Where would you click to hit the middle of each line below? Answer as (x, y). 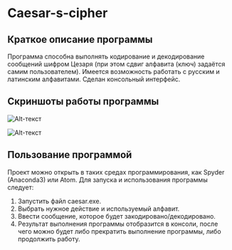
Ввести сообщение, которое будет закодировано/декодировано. (116, 216)
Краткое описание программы (80, 40)
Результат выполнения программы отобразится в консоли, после (118, 224)
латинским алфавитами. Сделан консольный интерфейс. (94, 79)
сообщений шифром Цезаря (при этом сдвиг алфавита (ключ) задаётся (116, 64)
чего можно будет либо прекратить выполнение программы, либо (120, 231)
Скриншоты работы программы (83, 101)
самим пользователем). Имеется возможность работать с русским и (114, 72)
